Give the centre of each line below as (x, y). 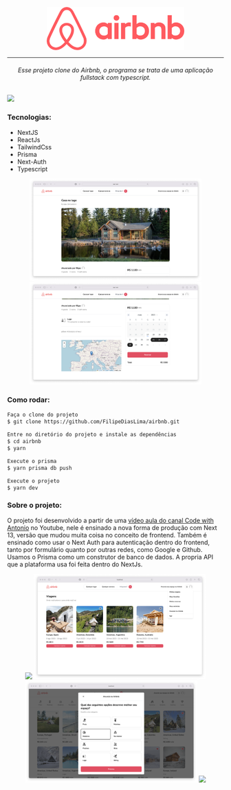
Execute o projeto (33, 481)
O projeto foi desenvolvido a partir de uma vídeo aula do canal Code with (111, 520)
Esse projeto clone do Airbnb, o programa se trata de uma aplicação (115, 70)
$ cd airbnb (24, 442)
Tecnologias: (29, 118)
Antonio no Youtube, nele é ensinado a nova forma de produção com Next (112, 527)
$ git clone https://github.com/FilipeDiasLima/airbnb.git (93, 422)
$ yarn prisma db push (40, 468)
